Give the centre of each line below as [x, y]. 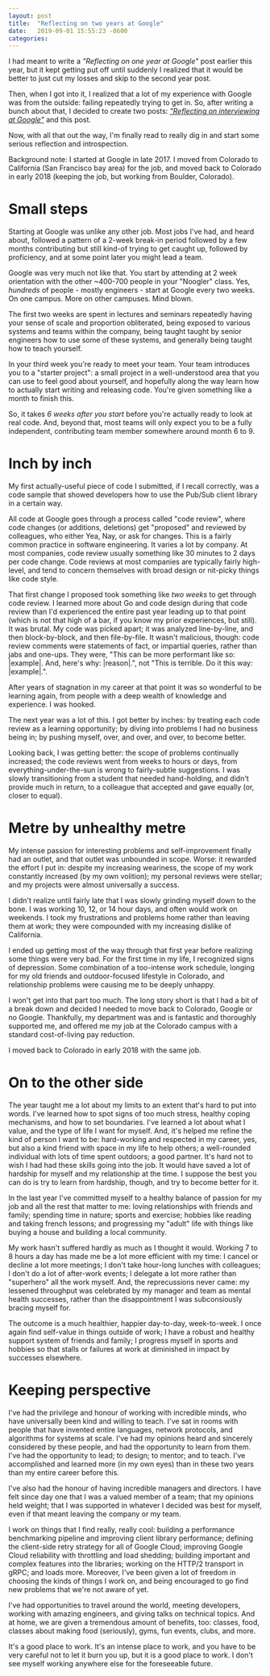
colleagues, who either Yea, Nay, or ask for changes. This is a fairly [120, 536]
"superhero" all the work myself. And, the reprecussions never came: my [129, 1282]
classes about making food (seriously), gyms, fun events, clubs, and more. [132, 1631]
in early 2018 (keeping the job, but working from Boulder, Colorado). [121, 177]
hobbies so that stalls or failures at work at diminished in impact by [119, 1349]
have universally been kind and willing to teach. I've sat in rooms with [123, 1421]
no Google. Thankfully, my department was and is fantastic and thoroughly [132, 1018]
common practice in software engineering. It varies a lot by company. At [128, 544]
